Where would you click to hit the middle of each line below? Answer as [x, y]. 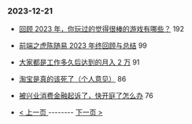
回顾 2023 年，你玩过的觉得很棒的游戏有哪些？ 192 [102, 29]
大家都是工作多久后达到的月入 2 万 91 [79, 62]
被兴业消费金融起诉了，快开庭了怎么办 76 [86, 96]
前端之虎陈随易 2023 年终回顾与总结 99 [83, 46]
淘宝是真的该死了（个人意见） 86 [72, 79]
